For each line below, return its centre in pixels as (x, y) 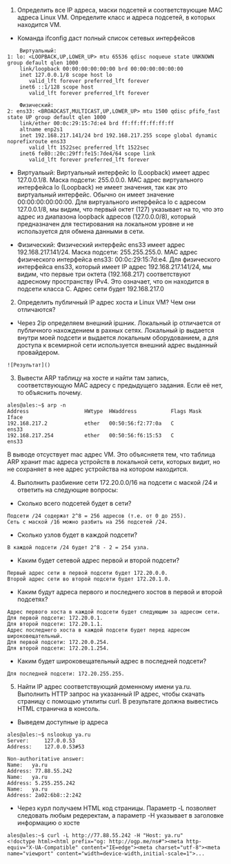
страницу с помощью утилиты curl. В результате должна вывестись (118, 701)
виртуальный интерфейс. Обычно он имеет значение (96, 194)
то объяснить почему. (50, 393)
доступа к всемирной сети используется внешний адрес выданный (117, 345)
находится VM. (39, 25)
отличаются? (36, 310)
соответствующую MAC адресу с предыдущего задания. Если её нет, (120, 385)
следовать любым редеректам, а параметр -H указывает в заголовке (120, 815)
